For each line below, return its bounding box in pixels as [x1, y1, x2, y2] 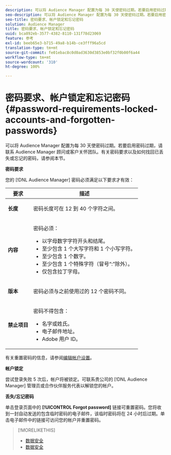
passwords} [5, 125, 58, 136]
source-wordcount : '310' [5, 60, 58, 65]
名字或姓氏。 [42, 320, 73, 327]
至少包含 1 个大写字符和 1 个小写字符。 [42, 245, 136, 252]
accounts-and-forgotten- [5, 114, 116, 126]
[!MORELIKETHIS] [17, 427, 55, 433]
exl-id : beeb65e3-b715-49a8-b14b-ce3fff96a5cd [5, 41, 106, 46]
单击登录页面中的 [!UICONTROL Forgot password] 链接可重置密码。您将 [5, 404, 157, 410]
